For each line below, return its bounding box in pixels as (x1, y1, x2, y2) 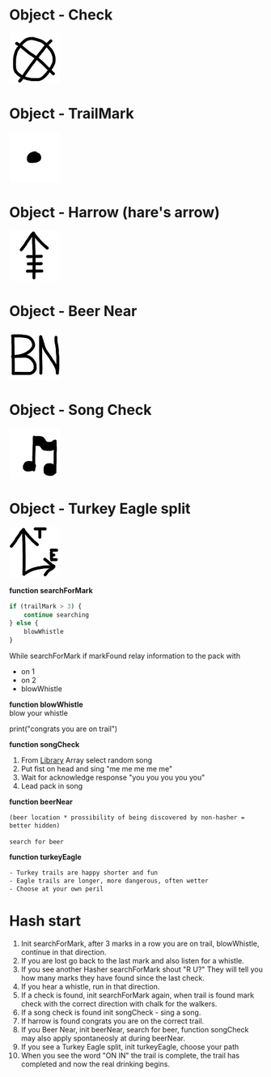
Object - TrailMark (9, 105, 134, 123)
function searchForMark (9, 585, 94, 595)
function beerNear (9, 797, 74, 806)
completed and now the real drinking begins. (20, 1059, 171, 1069)
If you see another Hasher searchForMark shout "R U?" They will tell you (20, 964, 264, 974)
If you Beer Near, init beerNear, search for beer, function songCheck (20, 1024, 249, 1034)
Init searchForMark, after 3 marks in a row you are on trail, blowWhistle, (20, 938, 260, 948)
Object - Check (9, 6, 113, 24)
